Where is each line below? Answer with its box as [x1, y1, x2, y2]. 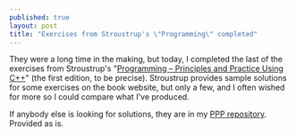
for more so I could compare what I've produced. [9, 92, 190, 102]
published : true [9, 12, 70, 22]
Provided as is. [9, 118, 64, 129]
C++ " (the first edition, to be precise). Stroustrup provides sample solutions [9, 73, 288, 84]
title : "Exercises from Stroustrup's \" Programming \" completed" [9, 29, 258, 38]
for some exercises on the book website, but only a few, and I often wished [9, 82, 285, 93]
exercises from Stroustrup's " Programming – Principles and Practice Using [9, 63, 284, 74]
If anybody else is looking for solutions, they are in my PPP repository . [9, 108, 267, 120]
